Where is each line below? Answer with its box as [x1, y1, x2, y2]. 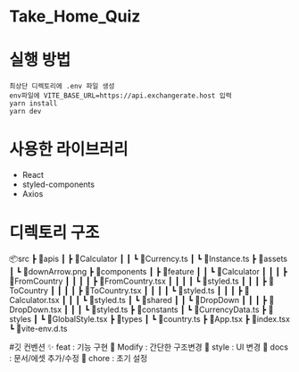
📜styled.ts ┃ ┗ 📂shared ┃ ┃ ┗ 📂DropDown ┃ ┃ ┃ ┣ [88, 295, 268, 305]
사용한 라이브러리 [9, 139, 129, 160]
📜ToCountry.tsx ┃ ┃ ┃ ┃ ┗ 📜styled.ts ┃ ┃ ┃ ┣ [84, 285, 243, 296]
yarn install [9, 99, 58, 108]
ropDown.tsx [9, 304, 62, 315]
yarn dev [9, 107, 42, 116]
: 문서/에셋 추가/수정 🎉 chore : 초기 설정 [9, 353, 148, 363]
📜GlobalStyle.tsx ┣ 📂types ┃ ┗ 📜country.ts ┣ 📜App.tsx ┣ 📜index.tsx [46, 314, 290, 324]
